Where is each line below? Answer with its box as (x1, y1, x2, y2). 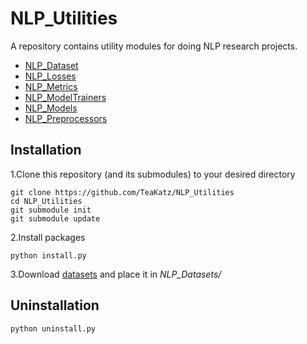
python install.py (10, 250, 87, 261)
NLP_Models (24, 102, 78, 114)
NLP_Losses (24, 70, 77, 82)
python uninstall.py (10, 323, 97, 334)
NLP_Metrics (24, 80, 78, 92)
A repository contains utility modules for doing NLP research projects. (10, 40, 298, 52)
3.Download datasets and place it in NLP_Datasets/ (10, 268, 222, 280)
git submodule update (10, 213, 101, 224)
